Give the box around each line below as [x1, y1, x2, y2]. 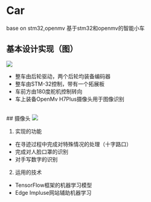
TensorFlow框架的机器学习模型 [14, 181, 92, 189]
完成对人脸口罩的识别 [14, 148, 68, 155]
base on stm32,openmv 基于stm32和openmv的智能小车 [6, 24, 145, 32]
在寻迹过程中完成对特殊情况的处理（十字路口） [14, 140, 132, 147]
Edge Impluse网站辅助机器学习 [14, 189, 92, 196]
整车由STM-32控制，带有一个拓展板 [14, 80, 104, 87]
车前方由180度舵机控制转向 [14, 87, 83, 95]
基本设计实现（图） [6, 44, 78, 55]
